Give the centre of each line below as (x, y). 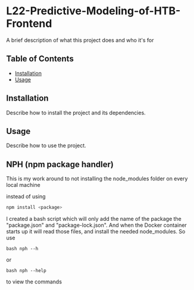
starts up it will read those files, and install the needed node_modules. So (96, 232)
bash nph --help (26, 271)
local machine (23, 185)
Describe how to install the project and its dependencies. (76, 113)
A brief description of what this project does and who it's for (80, 40)
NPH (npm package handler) (60, 164)
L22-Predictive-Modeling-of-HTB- (93, 11)
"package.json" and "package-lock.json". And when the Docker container (97, 225)
